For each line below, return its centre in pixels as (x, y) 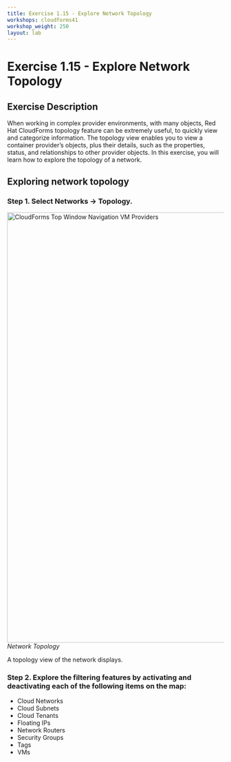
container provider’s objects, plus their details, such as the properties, (106, 145)
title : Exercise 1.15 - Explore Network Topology (80, 13)
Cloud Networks (40, 701)
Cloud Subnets (38, 708)
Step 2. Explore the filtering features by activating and (99, 677)
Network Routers (41, 730)
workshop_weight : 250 (38, 26)
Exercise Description (53, 106)
